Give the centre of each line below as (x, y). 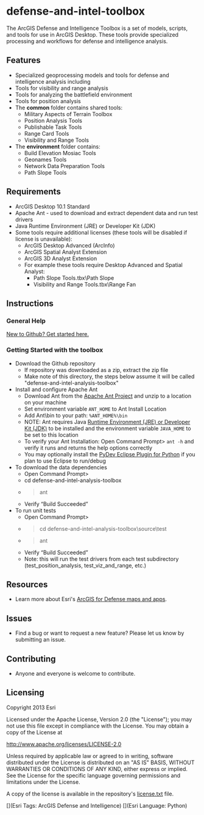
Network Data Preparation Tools (65, 166)
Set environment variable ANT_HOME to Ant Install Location (95, 409)
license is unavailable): (44, 239)
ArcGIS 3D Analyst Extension (61, 258)
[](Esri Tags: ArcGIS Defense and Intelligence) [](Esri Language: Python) (97, 805)
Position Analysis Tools (53, 120)
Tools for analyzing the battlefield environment (74, 94)
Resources (27, 584)
